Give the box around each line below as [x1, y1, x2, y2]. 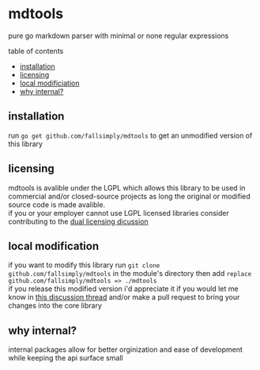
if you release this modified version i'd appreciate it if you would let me [8, 284, 239, 293]
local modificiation [19, 78, 80, 88]
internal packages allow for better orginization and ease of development [8, 345, 243, 354]
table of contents [8, 46, 64, 55]
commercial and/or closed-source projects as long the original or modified [8, 191, 251, 201]
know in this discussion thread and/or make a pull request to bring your [8, 293, 240, 302]
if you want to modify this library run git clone [8, 260, 160, 270]
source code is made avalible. [8, 199, 106, 210]
